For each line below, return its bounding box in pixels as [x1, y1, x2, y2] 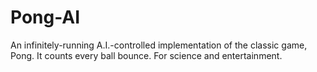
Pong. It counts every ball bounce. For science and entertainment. [10, 49, 283, 61]
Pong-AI [10, 6, 81, 29]
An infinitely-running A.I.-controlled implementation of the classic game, [10, 39, 308, 51]
